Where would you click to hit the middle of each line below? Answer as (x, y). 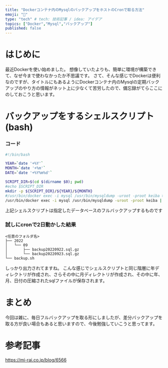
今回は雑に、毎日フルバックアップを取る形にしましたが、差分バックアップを (84, 317)
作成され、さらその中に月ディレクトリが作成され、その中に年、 (97, 274)
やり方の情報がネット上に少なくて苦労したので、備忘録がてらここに (92, 88)
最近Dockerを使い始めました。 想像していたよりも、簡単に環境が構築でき (81, 69)
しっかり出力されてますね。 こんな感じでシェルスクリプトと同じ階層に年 (80, 268)
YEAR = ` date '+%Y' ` (24, 164)
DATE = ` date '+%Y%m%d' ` (29, 173)
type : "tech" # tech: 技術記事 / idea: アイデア (54, 19)
